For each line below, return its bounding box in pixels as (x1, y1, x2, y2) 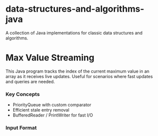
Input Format (5, 124, 37, 131)
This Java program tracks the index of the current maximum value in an (5, 68, 150, 74)
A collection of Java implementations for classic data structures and (5, 30, 143, 36)
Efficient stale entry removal (12, 107, 70, 113)
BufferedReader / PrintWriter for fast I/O (12, 112, 93, 118)
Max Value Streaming (5, 52, 94, 63)
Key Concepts (5, 91, 40, 97)
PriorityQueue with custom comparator (12, 102, 91, 108)
